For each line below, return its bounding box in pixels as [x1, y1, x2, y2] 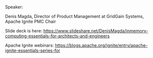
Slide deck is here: [5, 28, 43, 33]
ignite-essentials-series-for [5, 48, 60, 53]
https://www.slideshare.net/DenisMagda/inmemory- [43, 28, 148, 33]
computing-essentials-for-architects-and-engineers [5, 33, 110, 39]
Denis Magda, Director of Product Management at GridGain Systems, [5, 14, 144, 19]
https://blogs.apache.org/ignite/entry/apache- [55, 43, 148, 48]
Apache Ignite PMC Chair [5, 19, 56, 24]
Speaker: [5, 4, 23, 10]
